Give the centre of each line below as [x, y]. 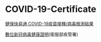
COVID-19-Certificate [51, 9]
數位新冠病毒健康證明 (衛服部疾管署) [42, 34]
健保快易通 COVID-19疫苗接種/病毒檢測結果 [49, 23]
